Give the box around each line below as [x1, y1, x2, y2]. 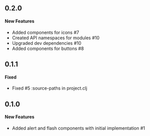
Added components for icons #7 [12, 29, 79, 35]
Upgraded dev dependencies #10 [12, 40, 82, 46]
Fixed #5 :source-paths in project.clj [12, 85, 88, 91]
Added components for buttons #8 [12, 45, 84, 51]
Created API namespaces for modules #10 [12, 35, 100, 41]
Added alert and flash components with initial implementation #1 [12, 125, 145, 131]
